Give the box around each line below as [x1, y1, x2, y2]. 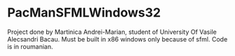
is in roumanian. [7, 42, 53, 50]
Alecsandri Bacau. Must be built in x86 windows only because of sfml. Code [7, 35, 228, 43]
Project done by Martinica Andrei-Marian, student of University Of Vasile [7, 28, 217, 36]
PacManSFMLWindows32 [7, 5, 161, 21]
